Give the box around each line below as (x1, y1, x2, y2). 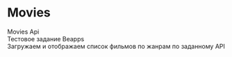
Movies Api (7, 27, 40, 36)
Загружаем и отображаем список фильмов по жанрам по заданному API (7, 42, 226, 50)
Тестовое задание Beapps (7, 34, 85, 43)
